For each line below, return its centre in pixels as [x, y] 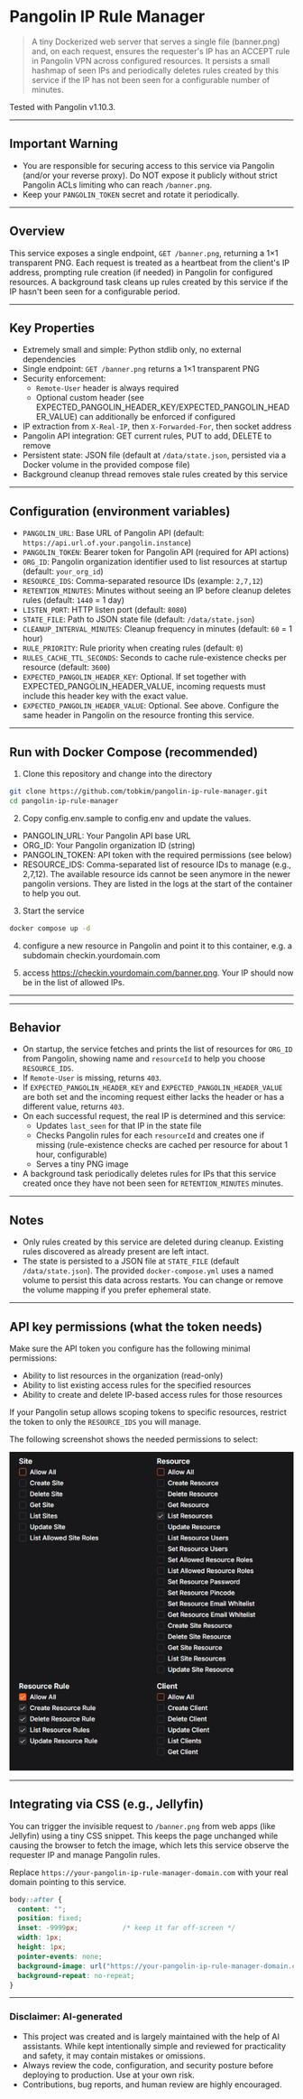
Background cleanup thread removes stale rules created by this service [155, 475]
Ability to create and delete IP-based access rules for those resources [152, 1395]
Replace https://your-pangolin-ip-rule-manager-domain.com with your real [149, 1872]
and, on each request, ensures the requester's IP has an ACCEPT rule [161, 51]
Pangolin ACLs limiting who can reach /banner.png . [117, 185]
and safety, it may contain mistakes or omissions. [114, 2056]
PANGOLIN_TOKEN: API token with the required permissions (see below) [157, 855]
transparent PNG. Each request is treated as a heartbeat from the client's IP [150, 263]
